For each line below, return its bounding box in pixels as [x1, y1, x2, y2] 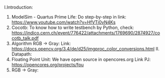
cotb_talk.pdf [11, 35, 39, 41]
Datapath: [11, 51, 32, 57]
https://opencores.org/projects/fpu [11, 62, 84, 67]
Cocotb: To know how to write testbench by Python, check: [11, 24, 134, 30]
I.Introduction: [4, 4, 33, 10]
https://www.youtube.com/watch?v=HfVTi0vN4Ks [11, 19, 116, 25]
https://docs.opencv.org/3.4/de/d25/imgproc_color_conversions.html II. [11, 46, 159, 51]
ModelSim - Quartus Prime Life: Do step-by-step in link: [11, 14, 127, 19]
